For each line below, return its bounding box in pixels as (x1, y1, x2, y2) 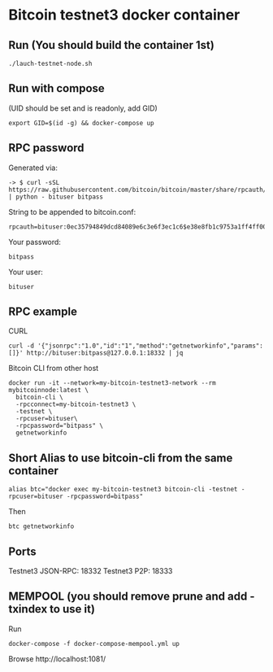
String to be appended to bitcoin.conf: (8, 207, 136, 216)
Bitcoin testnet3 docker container (8, 6, 240, 24)
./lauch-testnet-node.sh (8, 59, 93, 68)
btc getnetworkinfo (8, 522, 75, 530)
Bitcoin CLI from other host (8, 364, 99, 373)
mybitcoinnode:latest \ (8, 386, 89, 395)
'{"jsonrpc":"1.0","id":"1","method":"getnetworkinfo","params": (37, 342, 264, 351)
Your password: (8, 237, 61, 247)
